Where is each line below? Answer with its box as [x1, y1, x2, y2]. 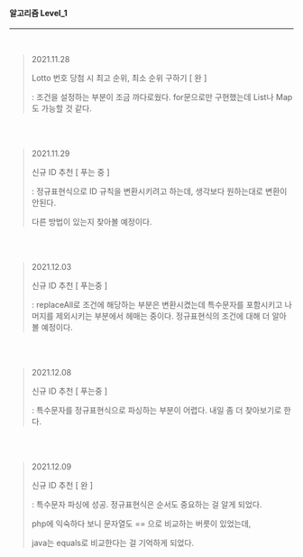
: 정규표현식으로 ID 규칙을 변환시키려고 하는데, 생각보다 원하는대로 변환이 [31, 186, 288, 197]
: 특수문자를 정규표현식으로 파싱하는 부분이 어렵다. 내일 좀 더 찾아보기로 [31, 405, 282, 416]
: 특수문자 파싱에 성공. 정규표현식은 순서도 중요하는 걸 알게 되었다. [31, 499, 262, 510]
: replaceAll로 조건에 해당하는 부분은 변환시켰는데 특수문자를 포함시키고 [31, 300, 283, 311]
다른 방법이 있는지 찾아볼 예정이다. [31, 217, 152, 227]
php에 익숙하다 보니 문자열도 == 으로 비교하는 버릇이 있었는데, [31, 518, 252, 529]
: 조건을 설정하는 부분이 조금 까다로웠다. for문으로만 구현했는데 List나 [31, 92, 274, 103]
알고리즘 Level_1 [9, 7, 68, 18]
